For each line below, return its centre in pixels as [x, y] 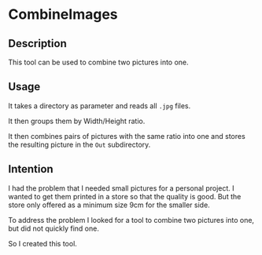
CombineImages [63, 15]
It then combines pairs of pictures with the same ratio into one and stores [127, 136]
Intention [31, 169]
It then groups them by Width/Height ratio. [77, 121]
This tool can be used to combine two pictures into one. [98, 62]
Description [37, 44]
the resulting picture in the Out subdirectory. [79, 144]
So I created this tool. [42, 243]
